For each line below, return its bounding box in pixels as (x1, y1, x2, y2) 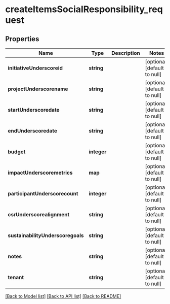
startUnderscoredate (8, 107, 60, 113)
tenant (8, 274, 24, 281)
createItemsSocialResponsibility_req (5, 4, 163, 15)
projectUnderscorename (8, 85, 68, 92)
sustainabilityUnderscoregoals (8, 232, 84, 239)
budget (8, 148, 26, 155)
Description (111, 50, 141, 56)
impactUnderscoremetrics (8, 169, 73, 176)
